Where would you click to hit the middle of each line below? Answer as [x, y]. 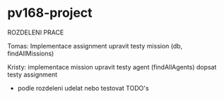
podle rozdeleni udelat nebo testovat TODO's [83, 88]
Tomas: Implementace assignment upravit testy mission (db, [95, 46]
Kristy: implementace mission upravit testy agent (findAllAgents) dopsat [112, 67]
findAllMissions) [31, 53]
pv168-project [50, 13]
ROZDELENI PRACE [36, 32]
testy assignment [33, 74]
